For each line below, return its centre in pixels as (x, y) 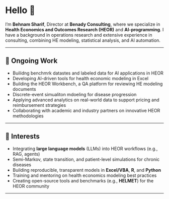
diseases (22, 164)
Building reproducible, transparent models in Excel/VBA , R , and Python (87, 170)
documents (24, 89)
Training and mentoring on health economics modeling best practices (84, 175)
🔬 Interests (23, 136)
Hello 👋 (20, 10)
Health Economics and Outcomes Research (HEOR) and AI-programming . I (84, 29)
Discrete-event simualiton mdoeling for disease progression (74, 94)
